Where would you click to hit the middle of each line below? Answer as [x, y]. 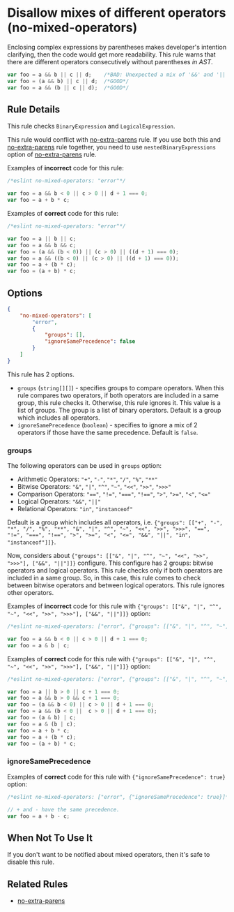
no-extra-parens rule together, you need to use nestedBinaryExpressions [111, 147]
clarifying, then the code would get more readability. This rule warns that [111, 54]
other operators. [31, 593]
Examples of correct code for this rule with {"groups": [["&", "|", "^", [112, 659]
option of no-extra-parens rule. [52, 154]
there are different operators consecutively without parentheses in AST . [110, 61]
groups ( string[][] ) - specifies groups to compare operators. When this [120, 388]
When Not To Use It [50, 838]
